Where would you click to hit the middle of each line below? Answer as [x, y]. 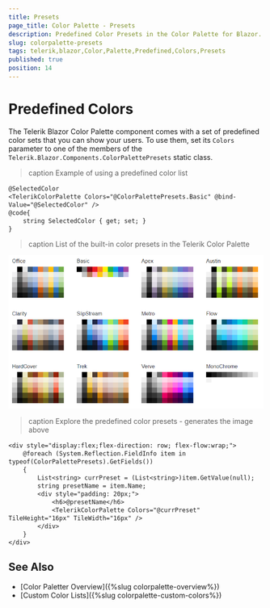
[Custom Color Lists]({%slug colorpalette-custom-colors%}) [121, 595]
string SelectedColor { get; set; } [85, 221]
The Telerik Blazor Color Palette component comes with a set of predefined [134, 131]
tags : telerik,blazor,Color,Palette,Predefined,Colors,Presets [117, 51]
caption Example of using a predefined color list [108, 173]
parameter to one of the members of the [76, 149]
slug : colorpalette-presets [56, 43]
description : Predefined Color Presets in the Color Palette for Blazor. [135, 34]
